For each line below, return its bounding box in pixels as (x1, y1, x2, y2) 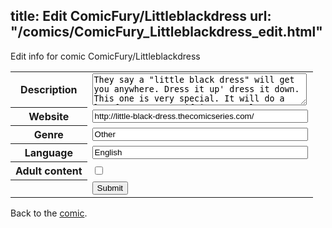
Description (20, 83, 78, 97)
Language (24, 146, 73, 160)
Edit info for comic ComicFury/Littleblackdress (10, 50, 201, 62)
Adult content (15, 164, 83, 178)
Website (28, 110, 70, 124)
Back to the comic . (10, 207, 88, 219)
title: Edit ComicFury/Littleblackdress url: (10, 8, 272, 25)
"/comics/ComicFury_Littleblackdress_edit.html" (10, 24, 323, 41)
